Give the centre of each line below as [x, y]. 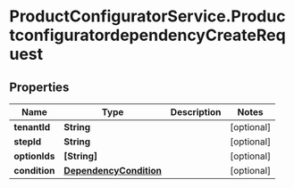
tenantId [32, 127]
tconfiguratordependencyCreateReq [147, 35]
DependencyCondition [113, 171]
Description [196, 112]
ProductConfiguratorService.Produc [147, 16]
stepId [28, 142]
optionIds [34, 156]
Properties [39, 87]
